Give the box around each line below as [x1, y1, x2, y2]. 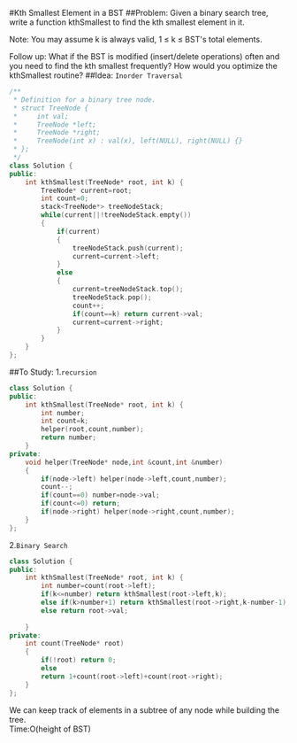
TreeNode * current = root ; [41, 186, 133, 195]
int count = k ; [41, 416, 89, 426]
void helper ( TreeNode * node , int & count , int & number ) [25, 458, 224, 467]
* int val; [12, 112, 69, 120]
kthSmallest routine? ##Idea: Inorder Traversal [9, 70, 183, 81]
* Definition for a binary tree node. [12, 95, 156, 104]
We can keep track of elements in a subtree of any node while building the [9, 704, 280, 716]
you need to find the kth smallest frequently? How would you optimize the [9, 61, 278, 71]
